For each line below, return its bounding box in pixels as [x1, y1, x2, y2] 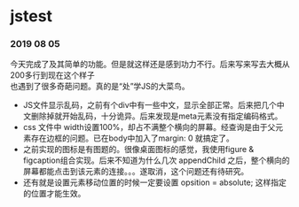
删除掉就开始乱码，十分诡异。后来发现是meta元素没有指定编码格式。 [30, 111, 283, 121]
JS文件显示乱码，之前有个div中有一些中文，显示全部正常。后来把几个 [22, 100, 278, 111]
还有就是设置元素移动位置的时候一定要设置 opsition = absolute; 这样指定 [22, 177, 287, 188]
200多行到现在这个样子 [10, 70, 96, 80]
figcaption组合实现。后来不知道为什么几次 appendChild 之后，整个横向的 [22, 155, 290, 165]
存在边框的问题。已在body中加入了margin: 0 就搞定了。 [30, 133, 234, 143]
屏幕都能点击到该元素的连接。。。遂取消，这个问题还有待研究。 [22, 166, 249, 177]
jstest [10, 6, 52, 27]
